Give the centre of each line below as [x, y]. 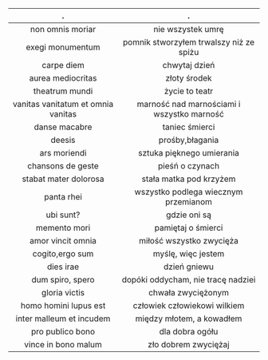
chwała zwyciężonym [189, 293]
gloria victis [63, 293]
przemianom [189, 202]
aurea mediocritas [63, 78]
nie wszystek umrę [189, 29]
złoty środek [189, 78]
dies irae [63, 267]
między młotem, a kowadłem [189, 318]
